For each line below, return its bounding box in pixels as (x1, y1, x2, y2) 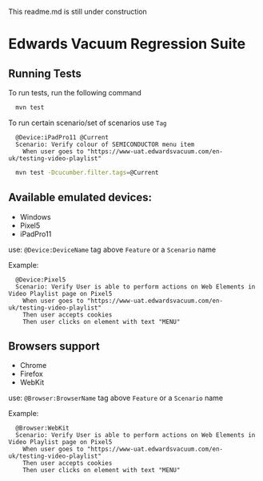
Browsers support (8, 339, 100, 353)
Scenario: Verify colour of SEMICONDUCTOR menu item (15, 140, 195, 148)
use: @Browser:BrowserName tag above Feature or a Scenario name (8, 393, 224, 403)
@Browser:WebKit (15, 424, 70, 432)
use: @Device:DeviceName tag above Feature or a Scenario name (8, 245, 217, 254)
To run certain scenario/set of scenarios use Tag (8, 118, 167, 127)
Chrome (19, 361, 47, 370)
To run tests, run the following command (8, 88, 141, 97)
